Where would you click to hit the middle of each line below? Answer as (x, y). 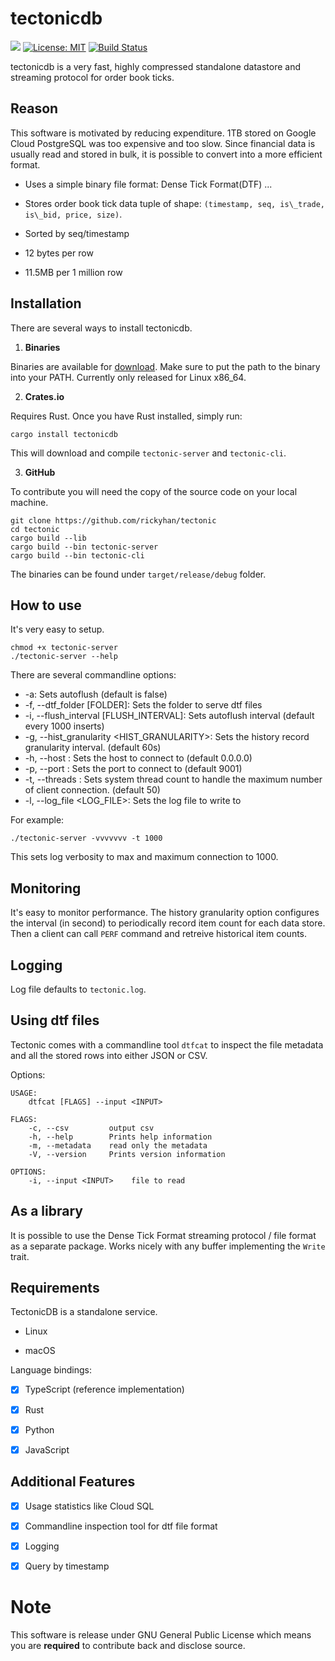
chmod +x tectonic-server (64, 648)
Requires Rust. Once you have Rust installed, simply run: (126, 416)
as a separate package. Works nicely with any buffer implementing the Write (168, 1246)
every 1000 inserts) (64, 726)
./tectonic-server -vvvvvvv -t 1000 (86, 838)
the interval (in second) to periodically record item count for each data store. (168, 923)
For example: (37, 820)
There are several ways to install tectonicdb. (101, 328)
